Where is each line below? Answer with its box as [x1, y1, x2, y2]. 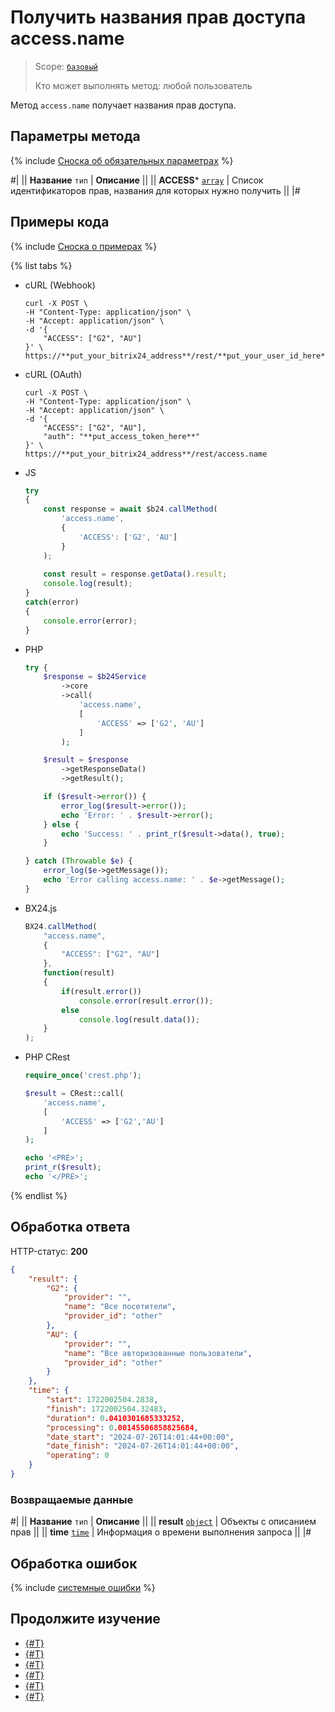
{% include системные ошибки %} [10, 1581, 156, 1593]
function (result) [43, 968, 115, 978]
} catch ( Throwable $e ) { [24, 856, 133, 866]
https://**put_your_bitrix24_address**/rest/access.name [24, 449, 268, 459]
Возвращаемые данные [10, 1492, 134, 1506]
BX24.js [24, 902, 58, 914]
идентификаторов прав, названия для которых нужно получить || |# [10, 184, 301, 196]
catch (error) [24, 597, 80, 608]
